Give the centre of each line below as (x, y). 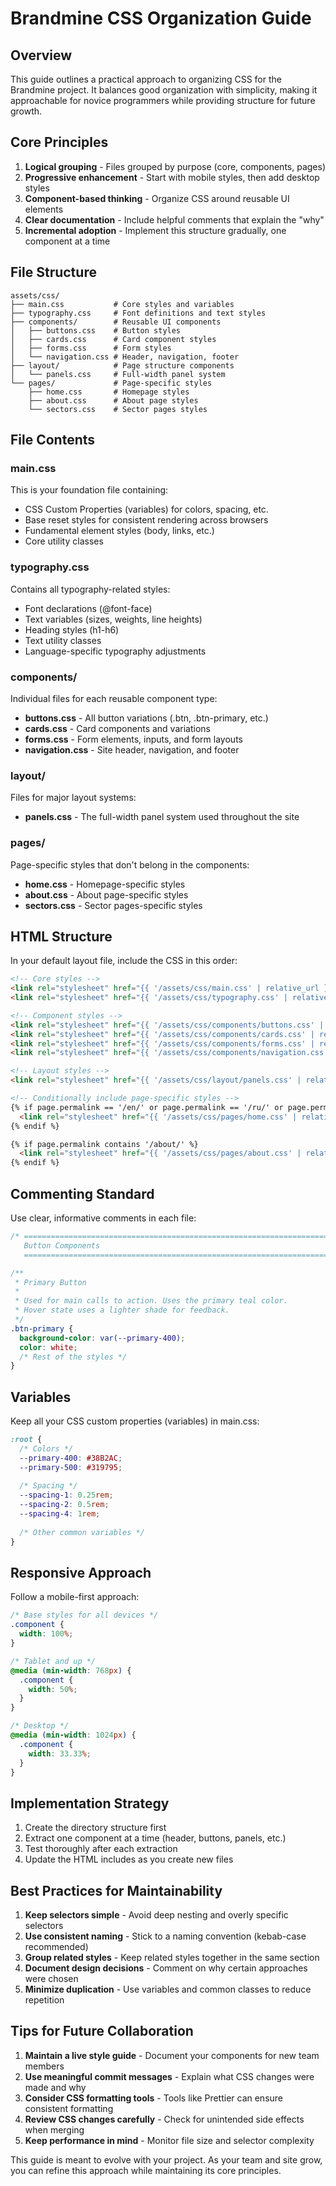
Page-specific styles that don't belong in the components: (130, 864)
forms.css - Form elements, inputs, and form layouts (133, 739)
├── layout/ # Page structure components (122, 365)
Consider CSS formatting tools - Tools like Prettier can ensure (154, 2098)
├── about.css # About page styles (113, 400)
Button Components (62, 1245)
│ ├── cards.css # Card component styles (113, 339)
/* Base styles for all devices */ (84, 1615)
